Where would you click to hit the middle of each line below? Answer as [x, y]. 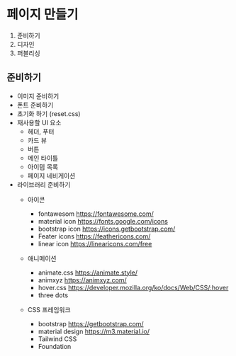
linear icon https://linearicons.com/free [95, 243]
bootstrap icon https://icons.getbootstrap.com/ [107, 229]
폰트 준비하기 [35, 105]
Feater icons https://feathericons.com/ [94, 236]
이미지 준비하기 [38, 96]
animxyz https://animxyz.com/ [82, 280]
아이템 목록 [43, 166]
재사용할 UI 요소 [39, 122]
